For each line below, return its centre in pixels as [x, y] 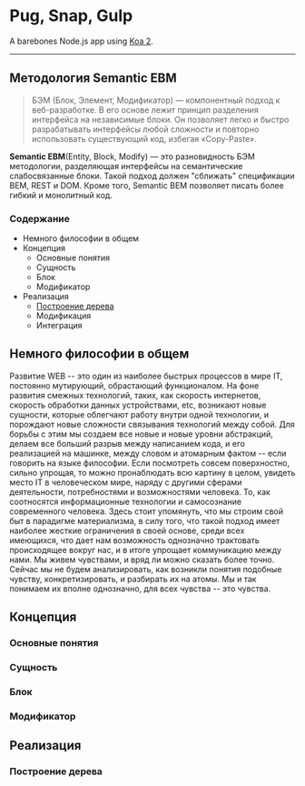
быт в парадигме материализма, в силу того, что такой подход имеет [145, 520]
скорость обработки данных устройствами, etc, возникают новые [138, 405]
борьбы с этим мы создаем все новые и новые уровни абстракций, [142, 434]
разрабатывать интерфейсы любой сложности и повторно [145, 129]
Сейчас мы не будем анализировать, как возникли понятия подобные [146, 569]
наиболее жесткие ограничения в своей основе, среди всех [127, 530]
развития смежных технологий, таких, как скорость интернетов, [135, 395]
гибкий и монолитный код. [61, 195]
